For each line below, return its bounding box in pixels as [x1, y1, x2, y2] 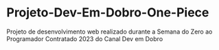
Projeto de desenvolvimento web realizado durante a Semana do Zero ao [6, 27, 213, 36]
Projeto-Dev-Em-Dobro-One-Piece [6, 5, 209, 21]
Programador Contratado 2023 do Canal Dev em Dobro [6, 34, 163, 42]
